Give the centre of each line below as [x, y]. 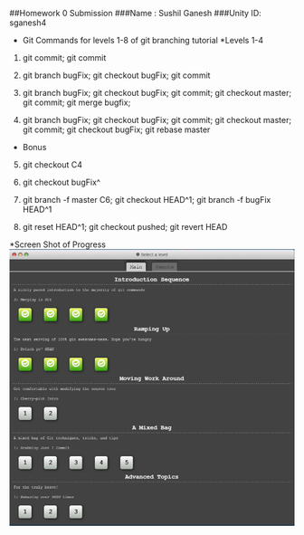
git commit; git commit [64, 57]
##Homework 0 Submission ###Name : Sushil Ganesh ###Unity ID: [136, 13]
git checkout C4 [52, 165]
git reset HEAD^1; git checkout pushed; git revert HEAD [125, 227]
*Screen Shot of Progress [58, 244]
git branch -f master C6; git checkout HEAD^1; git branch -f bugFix [147, 200]
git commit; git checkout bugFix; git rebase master [116, 129]
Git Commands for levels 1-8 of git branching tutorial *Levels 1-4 [143, 40]
